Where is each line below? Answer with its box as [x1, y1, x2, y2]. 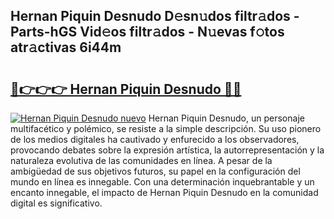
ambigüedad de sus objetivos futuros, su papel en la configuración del [10, 165, 301, 177]
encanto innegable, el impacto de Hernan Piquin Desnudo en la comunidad [10, 187, 319, 198]
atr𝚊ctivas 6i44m [10, 39, 122, 56]
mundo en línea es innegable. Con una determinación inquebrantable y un [10, 176, 315, 188]
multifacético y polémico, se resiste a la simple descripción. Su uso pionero [10, 123, 322, 134]
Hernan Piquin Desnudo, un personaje [148, 112, 305, 124]
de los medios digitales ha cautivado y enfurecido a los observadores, [10, 134, 300, 145]
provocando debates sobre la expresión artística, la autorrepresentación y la [10, 144, 325, 156]
